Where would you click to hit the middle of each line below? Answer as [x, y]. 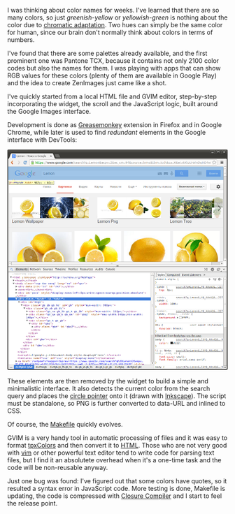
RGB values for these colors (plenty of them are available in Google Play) [112, 75]
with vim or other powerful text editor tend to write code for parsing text [111, 453]
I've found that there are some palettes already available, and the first [107, 53]
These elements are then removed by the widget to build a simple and [108, 381]
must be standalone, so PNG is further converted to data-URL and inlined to [116, 404]
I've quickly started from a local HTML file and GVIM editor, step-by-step [112, 96]
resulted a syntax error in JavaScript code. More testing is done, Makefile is [116, 489]
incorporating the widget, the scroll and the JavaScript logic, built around [113, 104]
